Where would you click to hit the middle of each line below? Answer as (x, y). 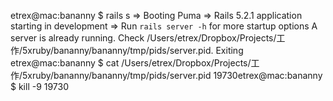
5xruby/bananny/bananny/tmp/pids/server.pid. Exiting (133, 50)
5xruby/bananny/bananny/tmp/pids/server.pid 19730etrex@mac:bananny (172, 75)
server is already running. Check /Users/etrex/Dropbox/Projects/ (143, 38)
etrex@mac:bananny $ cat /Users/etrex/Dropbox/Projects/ (131, 63)
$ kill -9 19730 (40, 86)
